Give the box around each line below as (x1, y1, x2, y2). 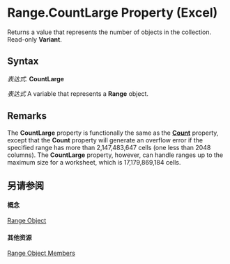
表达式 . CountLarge (7, 74, 65, 83)
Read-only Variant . (7, 35, 63, 43)
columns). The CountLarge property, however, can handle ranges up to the (7, 151, 224, 159)
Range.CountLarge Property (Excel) (7, 5, 218, 21)
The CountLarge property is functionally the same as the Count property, (7, 129, 219, 137)
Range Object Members (7, 249, 75, 258)
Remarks (7, 110, 47, 122)
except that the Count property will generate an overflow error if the (7, 135, 204, 144)
